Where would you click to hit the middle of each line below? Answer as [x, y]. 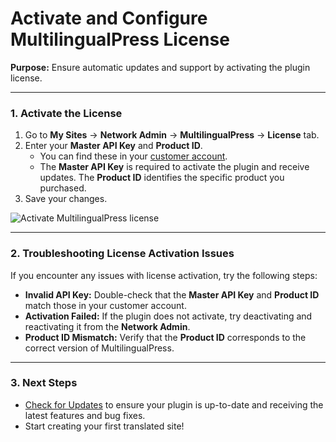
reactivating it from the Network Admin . [107, 326]
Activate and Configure [109, 18]
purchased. [63, 188]
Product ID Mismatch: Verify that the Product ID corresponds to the [165, 337]
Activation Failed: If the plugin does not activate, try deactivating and [168, 316]
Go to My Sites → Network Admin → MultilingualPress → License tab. [172, 135]
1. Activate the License [66, 113]
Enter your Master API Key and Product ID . [113, 146]
